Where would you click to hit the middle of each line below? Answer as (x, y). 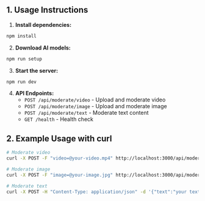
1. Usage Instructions (47, 10)
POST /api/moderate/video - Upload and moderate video (95, 100)
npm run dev (21, 82)
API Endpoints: (34, 93)
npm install (21, 36)
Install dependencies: (43, 24)
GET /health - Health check (59, 119)
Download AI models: (43, 48)
